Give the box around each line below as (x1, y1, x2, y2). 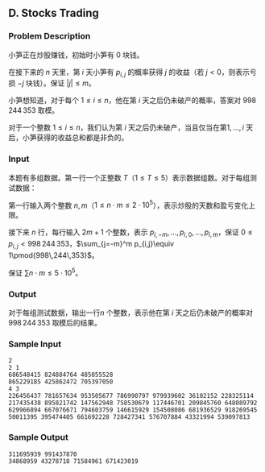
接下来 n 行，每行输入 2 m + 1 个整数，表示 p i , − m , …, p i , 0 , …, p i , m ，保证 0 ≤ (8, 227, 253, 239)
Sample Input (8, 338, 62, 350)
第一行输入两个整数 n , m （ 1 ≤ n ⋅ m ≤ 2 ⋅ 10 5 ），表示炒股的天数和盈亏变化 (8, 199, 249, 210)
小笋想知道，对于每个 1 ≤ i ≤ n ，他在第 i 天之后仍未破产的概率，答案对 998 (8, 96, 256, 106)
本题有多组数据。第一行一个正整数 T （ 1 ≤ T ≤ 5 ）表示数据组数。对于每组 (8, 172, 251, 182)
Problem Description (8, 31, 91, 42)
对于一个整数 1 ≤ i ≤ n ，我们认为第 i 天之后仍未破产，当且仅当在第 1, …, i (8, 122, 244, 132)
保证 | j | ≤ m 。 (50, 78, 97, 88)
